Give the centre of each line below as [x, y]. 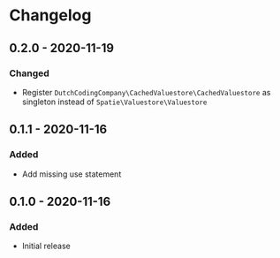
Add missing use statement [72, 174]
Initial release [46, 246]
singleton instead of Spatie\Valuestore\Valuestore [114, 102]
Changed [30, 73]
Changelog [50, 15]
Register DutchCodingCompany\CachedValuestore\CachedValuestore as [146, 92]
